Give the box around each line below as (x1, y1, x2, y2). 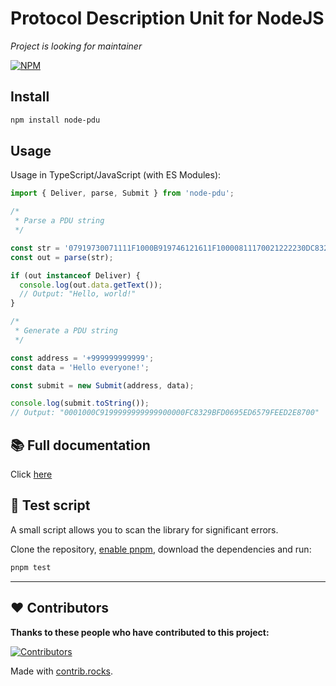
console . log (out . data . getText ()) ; (19, 280, 163, 290)
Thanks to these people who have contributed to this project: (10, 626, 270, 638)
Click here (10, 468, 53, 480)
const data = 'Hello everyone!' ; (10, 362, 150, 372)
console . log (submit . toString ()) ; (10, 398, 150, 409)
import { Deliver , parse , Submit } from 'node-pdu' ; (10, 188, 235, 199)
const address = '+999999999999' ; (10, 353, 155, 363)
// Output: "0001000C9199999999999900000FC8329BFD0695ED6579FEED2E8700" (10, 408, 320, 418)
